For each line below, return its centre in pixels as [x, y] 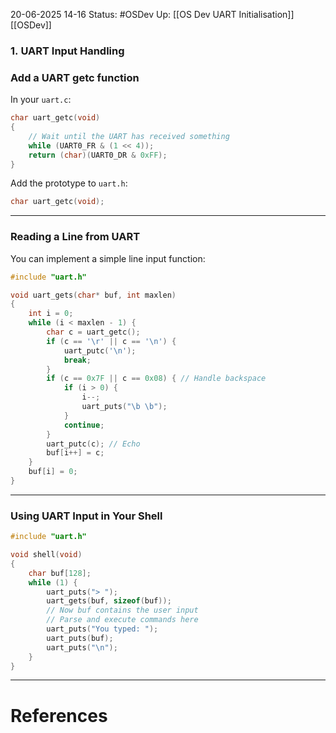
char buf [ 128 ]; [60, 573]
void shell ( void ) [46, 555]
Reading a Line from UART [75, 237]
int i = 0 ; [51, 314]
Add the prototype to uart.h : [69, 183]
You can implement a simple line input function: [108, 258]
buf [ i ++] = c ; [75, 453]
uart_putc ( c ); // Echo [93, 444]
